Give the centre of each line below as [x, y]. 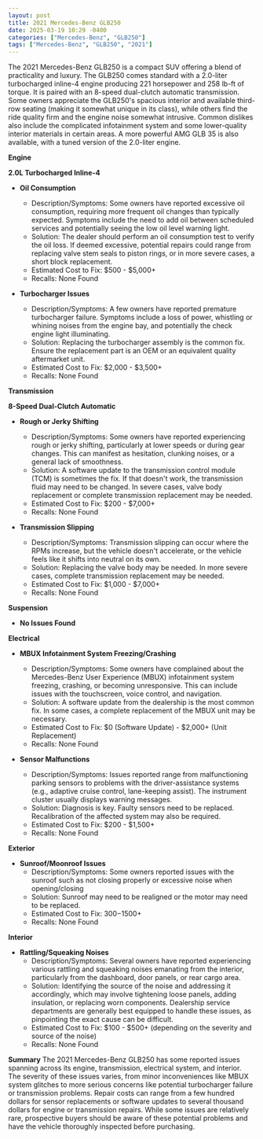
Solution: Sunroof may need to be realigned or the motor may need [139, 897]
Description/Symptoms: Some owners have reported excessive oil [138, 203]
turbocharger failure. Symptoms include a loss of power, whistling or [142, 317]
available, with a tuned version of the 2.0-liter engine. [95, 142]
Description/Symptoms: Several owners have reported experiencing [141, 961]
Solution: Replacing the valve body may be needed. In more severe [139, 568]
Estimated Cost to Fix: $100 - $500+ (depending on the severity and [142, 1028]
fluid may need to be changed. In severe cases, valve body [126, 487]
